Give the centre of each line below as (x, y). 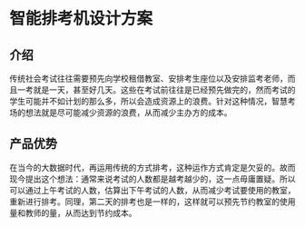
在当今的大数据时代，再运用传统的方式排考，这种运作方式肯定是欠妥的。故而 (152, 167)
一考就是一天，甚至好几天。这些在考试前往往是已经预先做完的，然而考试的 (156, 90)
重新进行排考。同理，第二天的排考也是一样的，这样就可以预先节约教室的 (144, 202)
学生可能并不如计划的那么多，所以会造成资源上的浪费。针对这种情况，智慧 (148, 101)
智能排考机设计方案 (81, 19)
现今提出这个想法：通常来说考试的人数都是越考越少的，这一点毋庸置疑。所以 (152, 179)
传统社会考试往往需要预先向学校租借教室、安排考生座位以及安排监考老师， (148, 79)
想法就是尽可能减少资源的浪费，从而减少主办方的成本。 (128, 113)
